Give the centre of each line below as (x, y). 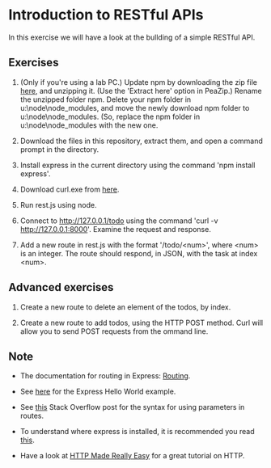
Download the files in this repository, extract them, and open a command (141, 141)
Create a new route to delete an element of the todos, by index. (125, 307)
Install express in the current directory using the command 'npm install (138, 165)
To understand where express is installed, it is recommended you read (137, 432)
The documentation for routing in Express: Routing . (105, 376)
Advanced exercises (61, 287)
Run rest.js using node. (58, 204)
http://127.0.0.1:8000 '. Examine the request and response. (116, 229)
